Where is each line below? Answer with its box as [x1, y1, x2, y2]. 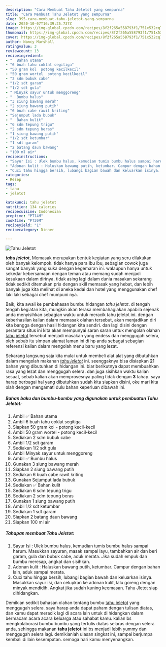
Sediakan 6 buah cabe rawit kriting [12, 471, 84, 477]
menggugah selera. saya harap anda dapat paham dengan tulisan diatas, [5, 605, 153, 610]
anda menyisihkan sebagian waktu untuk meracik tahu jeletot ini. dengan [5, 312, 153, 318]
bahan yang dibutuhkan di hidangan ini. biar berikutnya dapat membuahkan [5, 363, 159, 369]
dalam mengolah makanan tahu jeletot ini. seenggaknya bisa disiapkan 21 [5, 358, 155, 364]
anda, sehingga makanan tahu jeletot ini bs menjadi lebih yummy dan [5, 626, 147, 632]
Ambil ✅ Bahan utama [12, 413, 58, 419]
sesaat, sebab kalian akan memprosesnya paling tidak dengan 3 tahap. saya [5, 373, 161, 379]
